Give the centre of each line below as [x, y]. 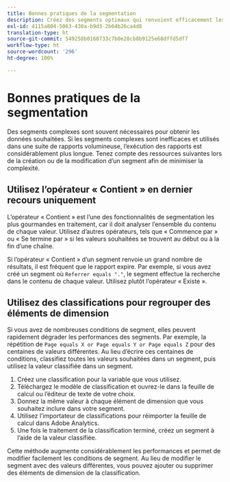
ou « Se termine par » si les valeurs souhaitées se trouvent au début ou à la [113, 239]
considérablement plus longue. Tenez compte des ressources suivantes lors [115, 153]
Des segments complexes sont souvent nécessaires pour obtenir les [103, 132]
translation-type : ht [38, 33]
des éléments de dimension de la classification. [74, 473]
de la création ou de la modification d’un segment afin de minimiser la [105, 160]
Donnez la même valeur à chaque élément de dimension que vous [110, 401]
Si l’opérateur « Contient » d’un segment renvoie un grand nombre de [105, 259]
